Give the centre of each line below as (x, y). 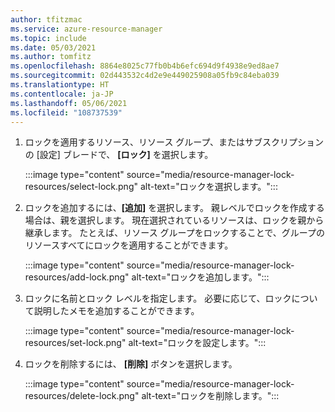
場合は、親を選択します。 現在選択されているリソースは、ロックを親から (174, 220)
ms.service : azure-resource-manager (86, 29)
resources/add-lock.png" (77, 277)
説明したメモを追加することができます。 (116, 311)
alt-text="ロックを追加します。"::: (200, 277)
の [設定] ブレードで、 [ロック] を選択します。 (119, 155)
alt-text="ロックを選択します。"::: (208, 187)
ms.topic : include (48, 38)
